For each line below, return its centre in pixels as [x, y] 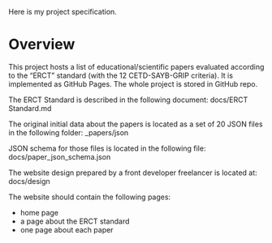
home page [39, 212]
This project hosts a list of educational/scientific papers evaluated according [136, 66]
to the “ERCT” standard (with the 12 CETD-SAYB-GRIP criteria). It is [121, 75]
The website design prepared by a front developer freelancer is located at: [133, 173]
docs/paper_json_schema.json [60, 156]
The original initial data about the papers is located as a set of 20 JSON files [136, 124]
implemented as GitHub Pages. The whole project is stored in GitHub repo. [133, 83]
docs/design [29, 181]
